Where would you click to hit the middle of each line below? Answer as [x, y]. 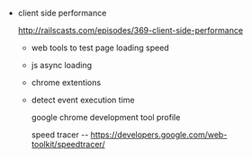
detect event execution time [83, 100]
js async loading [62, 65]
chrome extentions [66, 83]
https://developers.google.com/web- [159, 135]
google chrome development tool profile [106, 117]
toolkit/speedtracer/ [68, 144]
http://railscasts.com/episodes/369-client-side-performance [130, 30]
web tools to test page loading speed [100, 48]
